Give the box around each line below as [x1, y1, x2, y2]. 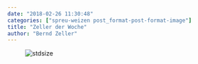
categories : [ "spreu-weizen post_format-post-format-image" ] [7, 17, 192, 24]
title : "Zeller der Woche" [7, 23, 87, 30]
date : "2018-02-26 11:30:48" [7, 10, 94, 18]
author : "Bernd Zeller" [7, 30, 78, 37]
